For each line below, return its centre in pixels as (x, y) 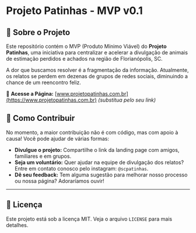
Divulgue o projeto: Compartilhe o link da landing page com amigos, (97, 149)
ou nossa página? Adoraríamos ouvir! (60, 181)
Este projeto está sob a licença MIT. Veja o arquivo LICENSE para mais (89, 219)
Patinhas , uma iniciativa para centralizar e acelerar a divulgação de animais (97, 53)
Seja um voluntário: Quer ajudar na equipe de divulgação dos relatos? (99, 162)
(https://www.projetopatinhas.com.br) (52, 100)
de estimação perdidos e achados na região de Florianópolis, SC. (84, 59)
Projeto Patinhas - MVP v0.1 (74, 11)
